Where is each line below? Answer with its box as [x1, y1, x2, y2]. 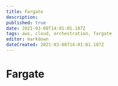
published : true [6, 20, 46, 26]
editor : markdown [6, 36, 49, 42]
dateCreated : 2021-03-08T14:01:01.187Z [6, 42, 104, 48]
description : [6, 14, 38, 20]
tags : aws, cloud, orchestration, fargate [6, 31, 112, 37]
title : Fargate [6, 8, 44, 15]
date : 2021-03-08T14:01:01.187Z [6, 25, 86, 31]
